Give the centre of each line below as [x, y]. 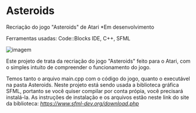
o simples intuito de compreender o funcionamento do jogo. [79, 67]
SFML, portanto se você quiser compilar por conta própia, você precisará [95, 91]
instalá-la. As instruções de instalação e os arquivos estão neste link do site [98, 97]
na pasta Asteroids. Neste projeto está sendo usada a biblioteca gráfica [92, 85]
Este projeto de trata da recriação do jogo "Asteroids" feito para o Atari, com [98, 61]
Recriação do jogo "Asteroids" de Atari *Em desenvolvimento [80, 27]
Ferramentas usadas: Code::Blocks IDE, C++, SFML [68, 38]
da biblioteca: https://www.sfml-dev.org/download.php [72, 103]
